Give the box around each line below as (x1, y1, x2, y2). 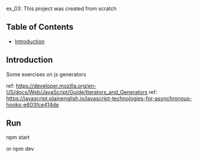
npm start (6, 134, 30, 141)
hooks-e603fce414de (6, 101, 59, 108)
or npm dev (6, 145, 34, 153)
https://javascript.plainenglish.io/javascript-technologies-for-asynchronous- (6, 95, 193, 102)
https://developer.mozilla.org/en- (15, 82, 97, 89)
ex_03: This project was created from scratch (6, 5, 117, 12)
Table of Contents (6, 22, 74, 32)
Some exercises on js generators (6, 70, 87, 78)
